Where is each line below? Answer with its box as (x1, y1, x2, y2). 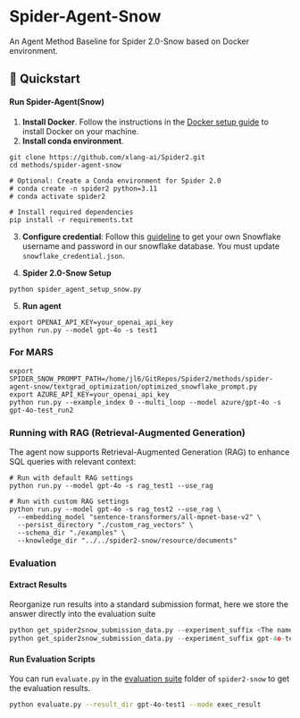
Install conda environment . (21, 135, 124, 146)
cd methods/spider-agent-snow (9, 160, 122, 169)
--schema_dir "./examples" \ (17, 528, 126, 538)
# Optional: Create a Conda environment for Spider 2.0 (9, 176, 221, 185)
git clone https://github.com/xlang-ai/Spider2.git (9, 152, 205, 162)
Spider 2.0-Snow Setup (21, 267, 112, 278)
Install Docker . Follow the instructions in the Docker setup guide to (21, 116, 270, 127)
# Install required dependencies (9, 208, 134, 217)
